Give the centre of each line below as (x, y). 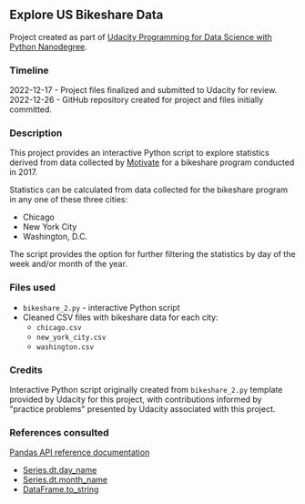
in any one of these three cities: (69, 200)
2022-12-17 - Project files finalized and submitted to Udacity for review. (143, 90)
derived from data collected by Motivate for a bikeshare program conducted (152, 162)
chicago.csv (59, 327)
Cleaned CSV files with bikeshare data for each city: (120, 317)
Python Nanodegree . (49, 46)
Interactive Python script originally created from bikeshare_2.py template (146, 390)
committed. (31, 109)
